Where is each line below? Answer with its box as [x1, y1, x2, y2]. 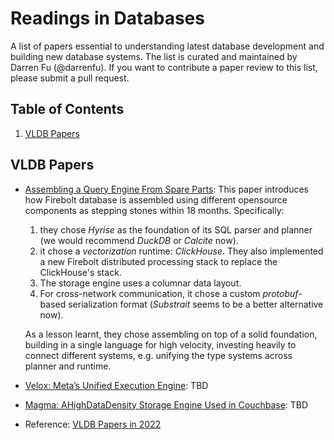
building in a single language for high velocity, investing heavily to [24, 338, 297, 351]
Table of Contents [10, 101, 125, 118]
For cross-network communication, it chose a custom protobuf [39, 287, 299, 299]
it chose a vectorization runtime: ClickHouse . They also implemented [39, 245, 324, 257]
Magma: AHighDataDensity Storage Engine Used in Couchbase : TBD [24, 398, 309, 411]
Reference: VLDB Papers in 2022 [24, 418, 162, 430]
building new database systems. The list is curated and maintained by [10, 50, 298, 62]
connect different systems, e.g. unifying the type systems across [24, 349, 293, 361]
